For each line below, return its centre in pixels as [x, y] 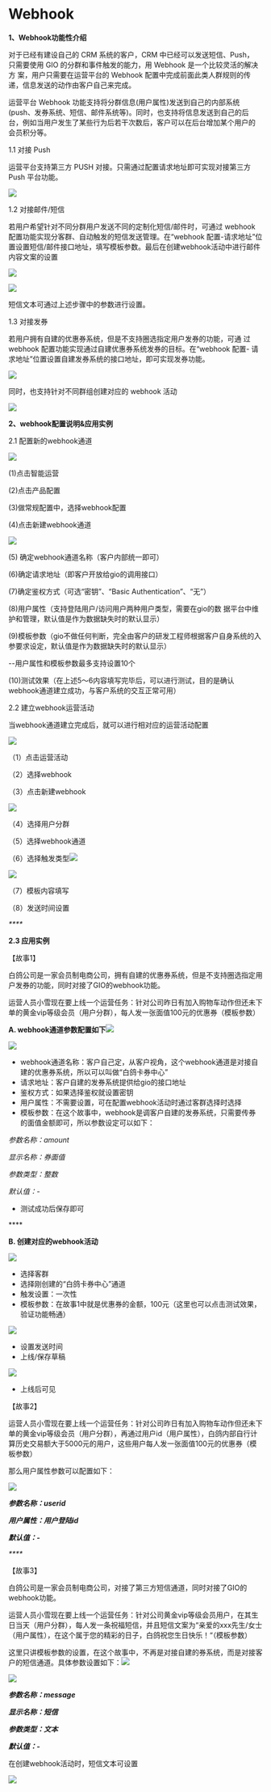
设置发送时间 [41, 1346]
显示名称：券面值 [37, 1156]
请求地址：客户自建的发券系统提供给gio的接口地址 [103, 1082]
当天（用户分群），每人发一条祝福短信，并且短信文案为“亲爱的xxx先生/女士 [139, 1625]
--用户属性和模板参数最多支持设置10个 [72, 663]
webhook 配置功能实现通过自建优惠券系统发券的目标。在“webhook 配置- [129, 349]
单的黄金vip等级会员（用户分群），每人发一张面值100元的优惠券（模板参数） [134, 1012]
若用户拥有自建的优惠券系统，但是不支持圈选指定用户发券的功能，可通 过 [129, 338]
